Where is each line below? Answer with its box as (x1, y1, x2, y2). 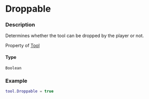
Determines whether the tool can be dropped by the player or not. (5, 32, 144, 39)
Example (5, 77, 28, 84)
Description (5, 21, 35, 28)
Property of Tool (5, 43, 40, 49)
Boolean (5, 65, 22, 71)
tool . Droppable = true (5, 88, 54, 94)
